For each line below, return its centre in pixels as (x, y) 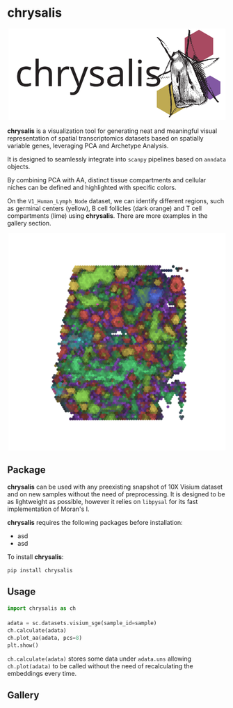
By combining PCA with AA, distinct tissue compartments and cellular (107, 180)
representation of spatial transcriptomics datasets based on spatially (105, 138)
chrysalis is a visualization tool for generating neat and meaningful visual (112, 131)
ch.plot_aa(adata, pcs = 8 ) (45, 638)
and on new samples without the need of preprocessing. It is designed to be (116, 494)
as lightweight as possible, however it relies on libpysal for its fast (103, 501)
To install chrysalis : (35, 557)
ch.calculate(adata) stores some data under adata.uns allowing (99, 659)
